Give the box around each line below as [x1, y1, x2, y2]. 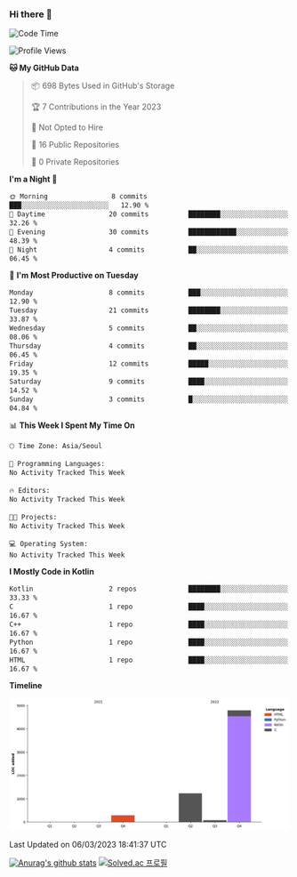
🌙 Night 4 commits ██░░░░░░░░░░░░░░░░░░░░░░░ [9, 245, 289, 254]
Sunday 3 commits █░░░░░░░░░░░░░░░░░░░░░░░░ [9, 395, 289, 404]
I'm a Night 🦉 [9, 173, 58, 185]
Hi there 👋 [9, 8, 53, 20]
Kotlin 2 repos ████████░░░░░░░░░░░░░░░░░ [9, 584, 289, 594]
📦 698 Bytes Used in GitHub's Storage [30, 80, 175, 92]
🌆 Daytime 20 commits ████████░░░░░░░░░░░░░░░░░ [9, 210, 289, 219]
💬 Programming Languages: [9, 460, 105, 469]
